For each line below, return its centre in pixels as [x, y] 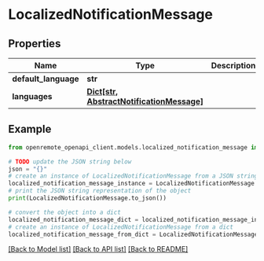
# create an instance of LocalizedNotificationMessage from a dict [121, 227]
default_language [46, 79]
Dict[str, [103, 92]
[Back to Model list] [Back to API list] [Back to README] [98, 249]
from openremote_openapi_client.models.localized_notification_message [128, 147]
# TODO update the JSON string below [70, 162]
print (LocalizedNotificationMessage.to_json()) [88, 198]
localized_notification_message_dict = [73, 219]
